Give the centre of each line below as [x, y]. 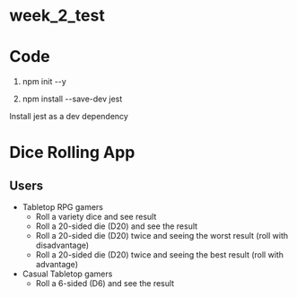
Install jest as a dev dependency [69, 117]
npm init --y [44, 82]
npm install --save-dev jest [72, 99]
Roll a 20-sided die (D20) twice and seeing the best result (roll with [160, 255]
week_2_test [57, 16]
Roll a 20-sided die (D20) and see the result [117, 226]
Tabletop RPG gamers [63, 207]
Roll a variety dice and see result [96, 217]
